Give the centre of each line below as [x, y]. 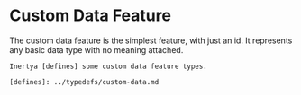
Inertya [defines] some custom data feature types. [108, 66]
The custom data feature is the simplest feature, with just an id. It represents [151, 40]
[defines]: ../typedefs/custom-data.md [84, 82]
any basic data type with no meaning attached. [96, 49]
